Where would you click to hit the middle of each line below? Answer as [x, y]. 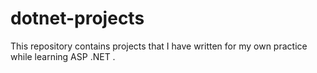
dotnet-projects [77, 18]
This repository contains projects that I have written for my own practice [159, 46]
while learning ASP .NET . [63, 56]
